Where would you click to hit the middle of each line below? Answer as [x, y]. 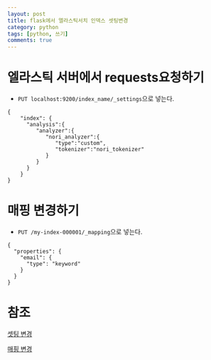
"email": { [36, 258]
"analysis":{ [45, 125]
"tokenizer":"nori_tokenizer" [99, 150]
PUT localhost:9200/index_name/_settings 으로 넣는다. [96, 99]
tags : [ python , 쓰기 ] [38, 34]
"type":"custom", [81, 143]
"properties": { [38, 251]
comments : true [30, 40]
